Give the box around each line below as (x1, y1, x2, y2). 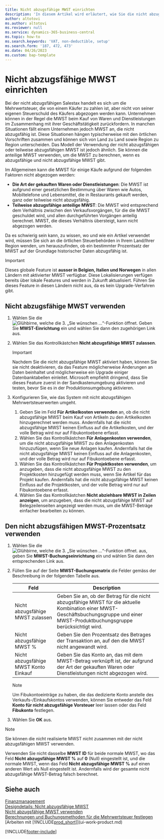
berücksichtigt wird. (57, 623, 102, 630)
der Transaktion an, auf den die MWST (57, 637, 145, 644)
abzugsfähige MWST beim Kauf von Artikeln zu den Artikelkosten (19, 414, 151, 420)
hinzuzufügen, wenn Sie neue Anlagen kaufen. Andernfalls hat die (19, 445, 153, 451)
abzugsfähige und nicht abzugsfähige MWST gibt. (5, 157, 106, 163)
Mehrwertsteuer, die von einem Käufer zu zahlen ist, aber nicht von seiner (5, 106, 154, 111)
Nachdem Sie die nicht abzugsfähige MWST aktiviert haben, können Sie (12, 359, 157, 365)
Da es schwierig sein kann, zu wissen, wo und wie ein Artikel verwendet (5, 233, 150, 239)
